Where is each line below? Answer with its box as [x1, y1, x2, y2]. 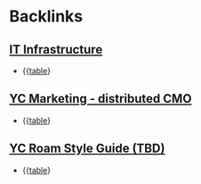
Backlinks [9, 6, 84, 27]
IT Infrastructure [9, 42, 103, 57]
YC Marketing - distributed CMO [9, 91, 192, 106]
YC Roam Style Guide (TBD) [9, 141, 165, 156]
